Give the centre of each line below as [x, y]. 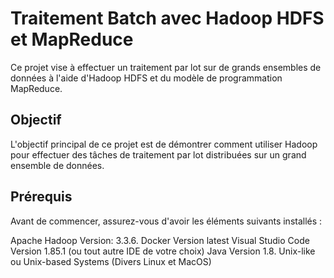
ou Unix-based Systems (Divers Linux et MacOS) [111, 261]
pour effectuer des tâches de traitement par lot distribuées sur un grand [158, 154]
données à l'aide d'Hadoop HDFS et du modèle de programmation [146, 78]
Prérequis [41, 197]
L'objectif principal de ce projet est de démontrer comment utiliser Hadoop [164, 144]
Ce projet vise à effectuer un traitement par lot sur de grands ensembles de [166, 67]
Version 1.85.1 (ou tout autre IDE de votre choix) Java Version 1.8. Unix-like [163, 251]
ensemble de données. [57, 165]
